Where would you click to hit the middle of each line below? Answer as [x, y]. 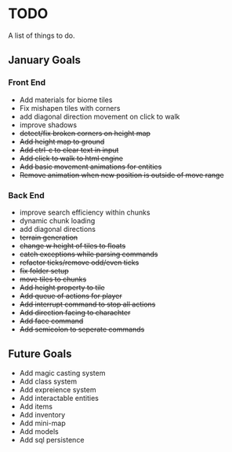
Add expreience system [58, 389]
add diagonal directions [58, 229]
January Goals [44, 60]
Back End [26, 195]
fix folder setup [44, 270]
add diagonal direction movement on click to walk [100, 116]
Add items [36, 406]
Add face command [51, 321]
